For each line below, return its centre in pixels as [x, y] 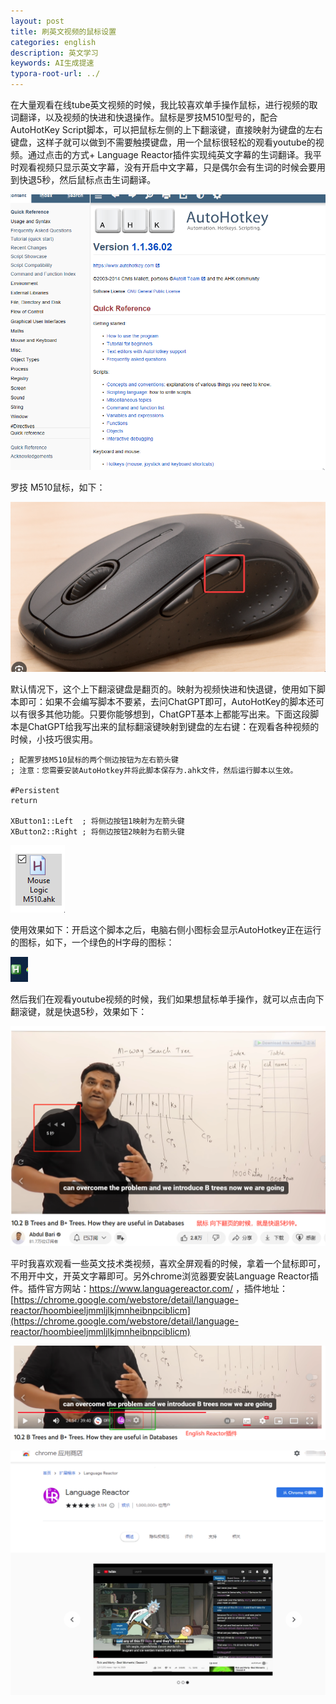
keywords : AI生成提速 [52, 63]
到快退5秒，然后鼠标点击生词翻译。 [83, 179]
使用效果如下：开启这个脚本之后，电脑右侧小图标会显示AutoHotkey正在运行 [166, 930]
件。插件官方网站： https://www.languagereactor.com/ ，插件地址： [149, 1288]
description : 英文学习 [54, 53]
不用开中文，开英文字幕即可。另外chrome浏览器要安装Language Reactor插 [164, 1276]
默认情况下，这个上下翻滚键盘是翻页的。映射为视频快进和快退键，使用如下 [163, 689]
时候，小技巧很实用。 [54, 739]
